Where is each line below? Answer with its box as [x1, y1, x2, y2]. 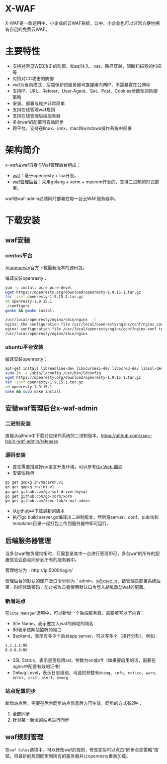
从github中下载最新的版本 [12, 508, 65, 514]
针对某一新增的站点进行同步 [12, 717, 70, 723]
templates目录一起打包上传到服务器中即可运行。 [12, 521, 111, 527]
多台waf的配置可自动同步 [12, 119, 64, 125]
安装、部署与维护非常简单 [12, 100, 65, 106]
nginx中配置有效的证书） [12, 663, 63, 669]
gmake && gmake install [5, 308, 55, 314]
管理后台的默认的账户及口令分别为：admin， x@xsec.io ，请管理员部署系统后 [5, 578, 161, 584]
